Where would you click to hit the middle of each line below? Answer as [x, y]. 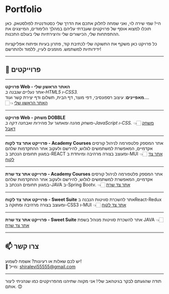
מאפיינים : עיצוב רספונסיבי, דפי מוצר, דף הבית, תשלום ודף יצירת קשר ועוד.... [77, 97]
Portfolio [24, 9]
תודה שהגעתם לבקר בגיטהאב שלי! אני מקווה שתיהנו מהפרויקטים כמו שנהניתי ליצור [83, 281]
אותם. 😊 [14, 286]
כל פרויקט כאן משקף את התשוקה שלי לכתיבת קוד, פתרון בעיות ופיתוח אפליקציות [81, 43]
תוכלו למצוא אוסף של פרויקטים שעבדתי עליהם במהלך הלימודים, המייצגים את [78, 28]
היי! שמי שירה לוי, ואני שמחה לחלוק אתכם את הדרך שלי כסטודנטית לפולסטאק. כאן [83, 23]
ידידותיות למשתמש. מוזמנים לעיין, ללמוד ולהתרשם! [53, 49]
